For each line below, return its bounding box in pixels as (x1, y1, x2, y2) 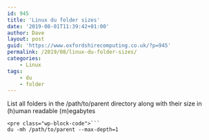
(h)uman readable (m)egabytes (7, 107, 96, 115)
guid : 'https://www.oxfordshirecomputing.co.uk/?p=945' (7, 42, 171, 49)
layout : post (7, 36, 45, 43)
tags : (7, 68, 23, 74)
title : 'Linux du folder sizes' (7, 17, 100, 23)
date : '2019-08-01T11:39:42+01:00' (7, 23, 110, 30)
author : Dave (7, 29, 45, 37)
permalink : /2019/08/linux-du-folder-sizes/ (7, 49, 137, 56)
